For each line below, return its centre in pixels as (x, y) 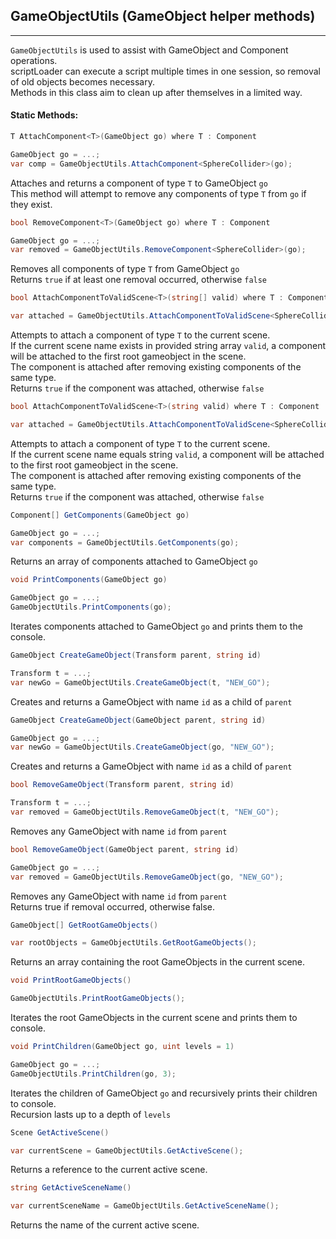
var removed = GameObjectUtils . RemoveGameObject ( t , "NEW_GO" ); (145, 812)
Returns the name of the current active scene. (105, 1225)
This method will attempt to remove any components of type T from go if (158, 193)
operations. (34, 60)
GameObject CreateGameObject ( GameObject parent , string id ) (138, 720)
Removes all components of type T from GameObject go (125, 269)
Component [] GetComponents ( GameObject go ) (100, 515)
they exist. (31, 204)
